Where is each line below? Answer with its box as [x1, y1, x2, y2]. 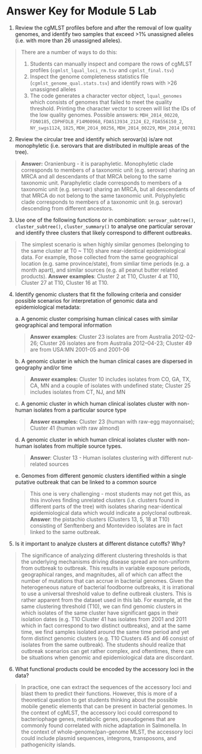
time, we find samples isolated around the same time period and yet [20, 628, 189, 635]
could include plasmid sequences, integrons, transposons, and [20, 734, 177, 741]
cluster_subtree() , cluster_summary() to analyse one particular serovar [14, 222, 193, 230]
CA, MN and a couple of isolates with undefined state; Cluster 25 [29, 382, 191, 389]
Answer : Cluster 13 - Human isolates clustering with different [29, 454, 182, 461]
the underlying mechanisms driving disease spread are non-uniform [20, 558, 190, 565]
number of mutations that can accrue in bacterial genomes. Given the [20, 577, 194, 584]
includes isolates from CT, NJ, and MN [29, 388, 126, 395]
